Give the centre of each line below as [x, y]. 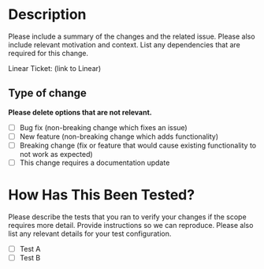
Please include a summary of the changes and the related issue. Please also [132, 36]
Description [47, 15]
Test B [30, 258]
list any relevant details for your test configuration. [90, 234]
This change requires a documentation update [95, 163]
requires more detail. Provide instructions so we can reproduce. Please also [131, 225]
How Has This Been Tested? [102, 195]
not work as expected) [56, 154]
